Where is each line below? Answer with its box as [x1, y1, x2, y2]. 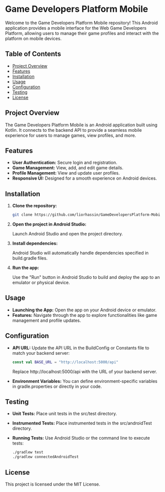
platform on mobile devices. [5, 36, 62, 41]
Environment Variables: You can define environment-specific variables [12, 378, 158, 384]
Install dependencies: [12, 240, 58, 246]
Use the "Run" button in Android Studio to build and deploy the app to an [12, 274, 160, 280]
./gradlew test [12, 450, 44, 455]
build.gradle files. [12, 255, 48, 261]
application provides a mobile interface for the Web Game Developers [5, 25, 147, 31]
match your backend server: [12, 350, 70, 356]
